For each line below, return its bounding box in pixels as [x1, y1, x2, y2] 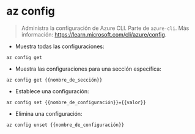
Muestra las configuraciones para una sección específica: [15, 65, 162, 72]
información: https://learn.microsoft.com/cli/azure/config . [21, 30, 167, 38]
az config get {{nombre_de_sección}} [6, 77, 103, 83]
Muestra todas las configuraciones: [15, 43, 105, 50]
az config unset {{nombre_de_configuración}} [6, 122, 124, 128]
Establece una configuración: [15, 87, 90, 95]
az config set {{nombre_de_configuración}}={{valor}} [6, 99, 147, 105]
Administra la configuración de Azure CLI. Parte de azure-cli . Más [21, 24, 189, 32]
